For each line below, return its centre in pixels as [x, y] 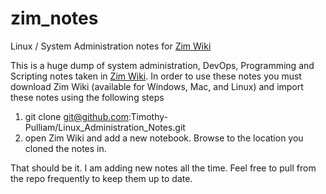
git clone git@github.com [76, 116]
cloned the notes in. [65, 148]
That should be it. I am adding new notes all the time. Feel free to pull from [163, 168]
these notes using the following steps [87, 97]
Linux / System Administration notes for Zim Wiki [111, 46]
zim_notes [54, 18]
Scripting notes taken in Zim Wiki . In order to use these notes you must [156, 76]
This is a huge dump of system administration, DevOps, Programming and [162, 65]
